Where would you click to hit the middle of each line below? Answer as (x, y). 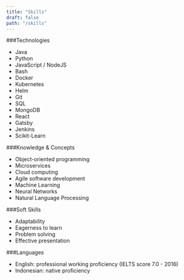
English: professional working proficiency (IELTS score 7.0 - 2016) (97, 264)
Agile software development (50, 179)
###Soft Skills (24, 210)
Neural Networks (36, 192)
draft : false (23, 18)
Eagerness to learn (38, 228)
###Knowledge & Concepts (41, 148)
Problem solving (35, 235)
